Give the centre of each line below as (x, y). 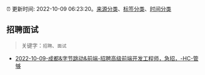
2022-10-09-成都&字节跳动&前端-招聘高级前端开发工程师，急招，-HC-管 (107, 58)
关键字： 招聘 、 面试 (44, 45)
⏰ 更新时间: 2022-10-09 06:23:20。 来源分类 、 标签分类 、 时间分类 (89, 9)
